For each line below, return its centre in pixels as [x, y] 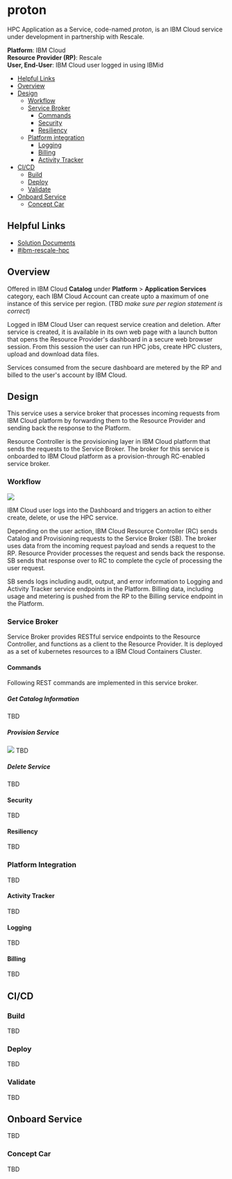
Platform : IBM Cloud [36, 50]
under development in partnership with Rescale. [76, 36]
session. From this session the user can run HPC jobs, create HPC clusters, [115, 346]
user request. [26, 568]
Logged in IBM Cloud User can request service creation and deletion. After [114, 324]
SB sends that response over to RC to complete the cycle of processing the [115, 560]
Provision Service [33, 732]
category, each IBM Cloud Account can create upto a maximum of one [108, 296]
